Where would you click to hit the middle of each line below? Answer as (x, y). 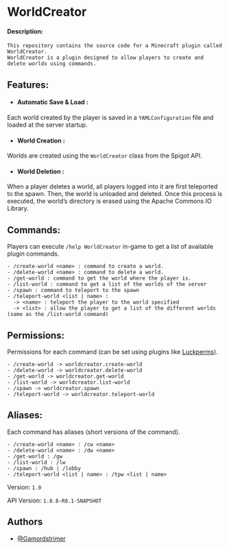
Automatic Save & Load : (53, 102)
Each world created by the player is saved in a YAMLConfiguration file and (110, 117)
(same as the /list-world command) (58, 315)
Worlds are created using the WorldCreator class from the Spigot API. (105, 156)
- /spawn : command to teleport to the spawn (73, 291)
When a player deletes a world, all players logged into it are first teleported (112, 186)
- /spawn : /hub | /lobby (44, 468)
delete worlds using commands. (52, 64)
